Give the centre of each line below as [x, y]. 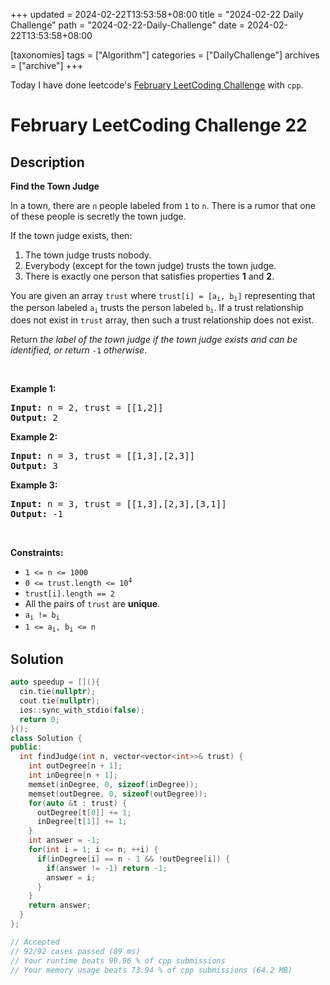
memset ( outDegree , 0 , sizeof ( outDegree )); [118, 794]
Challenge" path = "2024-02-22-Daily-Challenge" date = [128, 25]
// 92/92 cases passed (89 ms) [75, 951]
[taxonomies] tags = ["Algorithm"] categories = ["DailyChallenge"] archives [165, 55]
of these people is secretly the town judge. [98, 216]
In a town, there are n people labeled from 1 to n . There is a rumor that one [163, 205]
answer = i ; [71, 877]
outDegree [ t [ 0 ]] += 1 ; [84, 812]
